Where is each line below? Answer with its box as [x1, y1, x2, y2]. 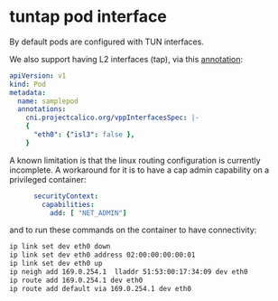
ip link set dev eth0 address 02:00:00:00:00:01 [9, 250, 196, 259]
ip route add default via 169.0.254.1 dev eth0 [9, 284, 192, 293]
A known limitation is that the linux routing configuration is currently [9, 155, 261, 165]
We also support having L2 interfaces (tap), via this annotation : [9, 53, 244, 64]
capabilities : [42, 200, 95, 209]
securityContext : [32, 192, 99, 201]
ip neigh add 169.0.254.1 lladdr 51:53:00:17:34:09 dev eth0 [9, 268, 248, 277]
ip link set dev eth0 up [9, 259, 103, 268]
